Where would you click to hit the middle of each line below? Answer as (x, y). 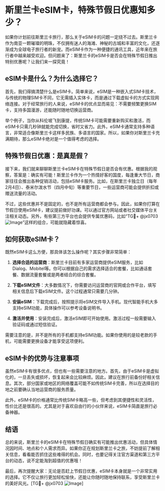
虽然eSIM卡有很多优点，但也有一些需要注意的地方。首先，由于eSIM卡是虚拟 (82, 371)
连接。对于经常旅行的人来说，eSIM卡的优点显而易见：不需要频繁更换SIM (83, 103)
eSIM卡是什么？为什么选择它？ (52, 79)
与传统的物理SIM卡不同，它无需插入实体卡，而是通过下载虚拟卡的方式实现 (80, 98)
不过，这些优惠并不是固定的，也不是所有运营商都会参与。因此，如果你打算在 (82, 204)
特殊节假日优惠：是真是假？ (47, 156)
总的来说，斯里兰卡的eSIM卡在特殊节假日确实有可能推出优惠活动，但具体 (79, 442)
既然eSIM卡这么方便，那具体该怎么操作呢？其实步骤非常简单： (68, 252)
